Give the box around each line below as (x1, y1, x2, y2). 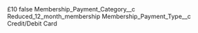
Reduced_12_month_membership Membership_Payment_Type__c (7, 12, 191, 20)
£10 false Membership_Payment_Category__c (7, 5, 136, 13)
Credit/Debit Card (7, 20, 57, 28)
